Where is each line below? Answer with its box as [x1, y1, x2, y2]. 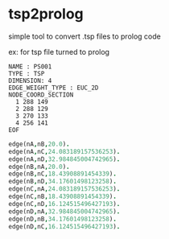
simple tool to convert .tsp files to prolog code [8, 31, 161, 41]
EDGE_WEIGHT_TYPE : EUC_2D [8, 84, 99, 92]
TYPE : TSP [8, 69, 45, 77]
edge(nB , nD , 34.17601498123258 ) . [8, 178, 117, 186]
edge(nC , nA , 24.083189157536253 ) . [8, 185, 121, 193]
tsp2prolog [8, 5, 84, 23]
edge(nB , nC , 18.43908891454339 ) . [8, 170, 117, 178]
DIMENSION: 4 [8, 76, 52, 84]
